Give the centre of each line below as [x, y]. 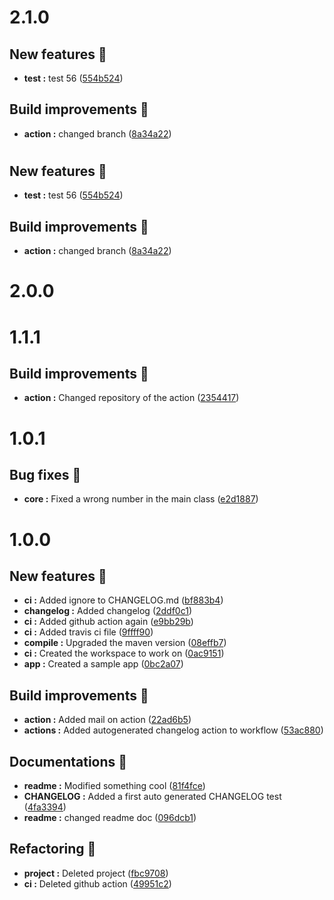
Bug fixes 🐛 [45, 475]
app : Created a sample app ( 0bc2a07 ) [103, 664]
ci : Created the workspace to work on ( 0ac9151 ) [124, 653]
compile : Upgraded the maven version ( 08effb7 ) [125, 643]
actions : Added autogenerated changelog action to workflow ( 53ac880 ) [173, 730]
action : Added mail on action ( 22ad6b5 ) [107, 720]
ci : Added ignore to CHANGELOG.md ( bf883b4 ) [123, 600]
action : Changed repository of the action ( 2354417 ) [131, 398]
